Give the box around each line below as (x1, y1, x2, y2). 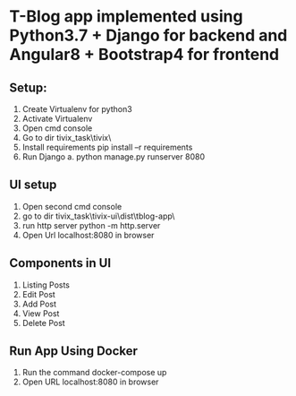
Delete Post (21, 317, 65, 328)
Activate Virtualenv (21, 114, 93, 124)
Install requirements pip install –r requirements (21, 142, 193, 152)
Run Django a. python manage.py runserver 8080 (21, 151, 206, 162)
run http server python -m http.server (21, 220, 161, 230)
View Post (21, 307, 60, 319)
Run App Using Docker (9, 343, 139, 359)
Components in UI (9, 255, 112, 271)
